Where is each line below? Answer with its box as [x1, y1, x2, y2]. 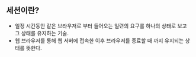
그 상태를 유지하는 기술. [14, 29, 69, 36]
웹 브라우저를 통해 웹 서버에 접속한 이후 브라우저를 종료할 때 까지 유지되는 [14, 37, 184, 44]
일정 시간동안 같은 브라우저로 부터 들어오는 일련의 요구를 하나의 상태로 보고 [14, 22, 188, 29]
